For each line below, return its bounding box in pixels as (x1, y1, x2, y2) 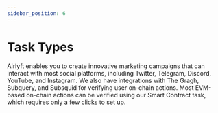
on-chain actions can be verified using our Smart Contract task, (26, 91, 206, 99)
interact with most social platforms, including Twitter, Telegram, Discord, (7, 69, 212, 77)
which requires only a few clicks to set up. (7, 98, 126, 106)
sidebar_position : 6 (7, 10, 66, 17)
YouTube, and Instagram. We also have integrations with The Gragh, (7, 76, 199, 84)
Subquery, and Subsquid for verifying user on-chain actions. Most (7, 83, 194, 92)
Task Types (7, 39, 74, 54)
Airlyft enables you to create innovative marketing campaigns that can (7, 62, 206, 70)
